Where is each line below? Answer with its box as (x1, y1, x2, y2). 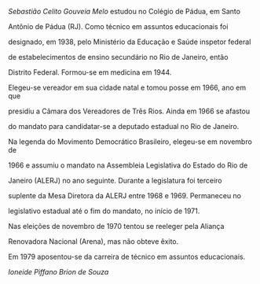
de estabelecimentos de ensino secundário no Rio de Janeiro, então (8, 53, 229, 61)
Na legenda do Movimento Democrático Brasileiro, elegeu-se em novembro (8, 137, 253, 146)
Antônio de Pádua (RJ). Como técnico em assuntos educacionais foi (8, 22, 229, 31)
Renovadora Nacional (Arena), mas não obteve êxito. (8, 237, 179, 246)
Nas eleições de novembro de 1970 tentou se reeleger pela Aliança (8, 222, 225, 231)
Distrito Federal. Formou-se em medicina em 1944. (8, 68, 172, 77)
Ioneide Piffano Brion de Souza (8, 267, 109, 276)
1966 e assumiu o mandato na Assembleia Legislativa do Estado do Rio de (8, 160, 248, 170)
